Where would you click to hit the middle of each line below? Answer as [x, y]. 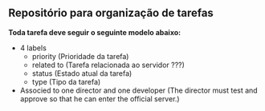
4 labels [33, 48]
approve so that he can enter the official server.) [100, 98]
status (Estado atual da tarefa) [82, 73]
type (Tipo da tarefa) [66, 81]
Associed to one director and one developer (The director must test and [139, 90]
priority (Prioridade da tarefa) [80, 56]
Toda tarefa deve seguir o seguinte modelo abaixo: [95, 32]
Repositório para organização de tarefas [111, 13]
